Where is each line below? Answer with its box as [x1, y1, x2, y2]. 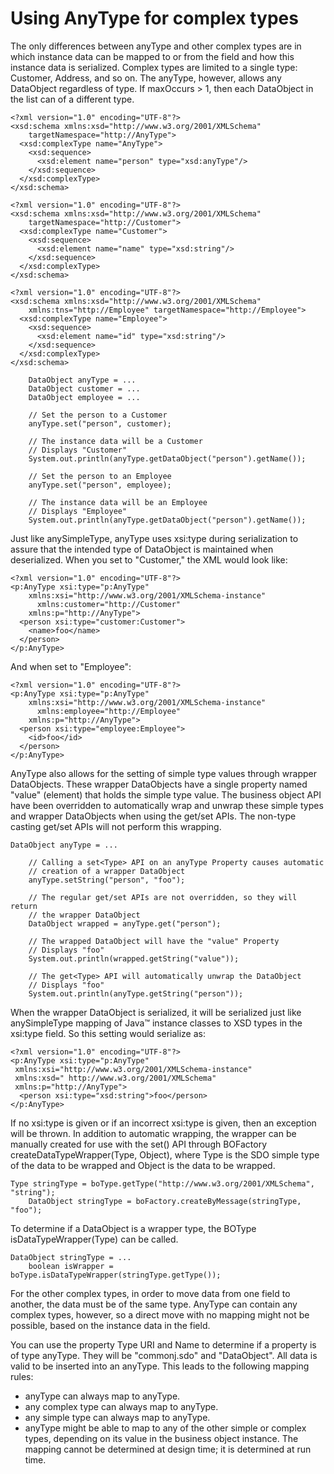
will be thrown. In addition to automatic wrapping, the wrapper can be [10, 1127, 297, 1139]
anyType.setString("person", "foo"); [28, 875, 186, 885]
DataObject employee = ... [28, 392, 141, 402]
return [10, 901, 38, 911]
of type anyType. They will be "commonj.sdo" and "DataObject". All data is [10, 1349, 318, 1361]
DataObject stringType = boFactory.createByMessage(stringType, [28, 1196, 302, 1206]
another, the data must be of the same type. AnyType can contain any [10, 1298, 298, 1310]
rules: [10, 1370, 34, 1382]
